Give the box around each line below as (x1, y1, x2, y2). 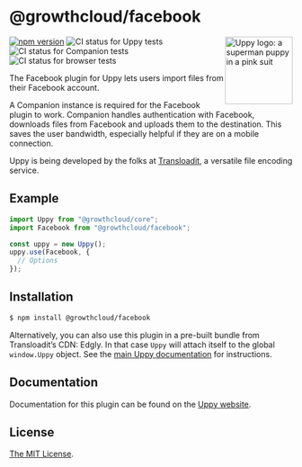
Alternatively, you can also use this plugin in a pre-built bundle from (9, 329, 261, 340)
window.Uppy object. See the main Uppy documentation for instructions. (9, 348, 272, 359)
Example (9, 191, 59, 206)
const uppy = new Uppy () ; (9, 239, 106, 248)
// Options (17, 256, 58, 265)
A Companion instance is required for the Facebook (9, 99, 200, 110)
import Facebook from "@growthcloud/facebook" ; (9, 223, 191, 232)
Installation (9, 290, 74, 305)
